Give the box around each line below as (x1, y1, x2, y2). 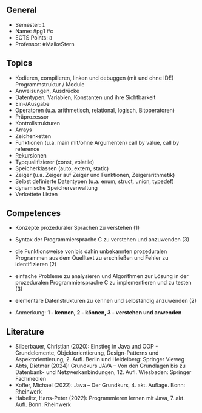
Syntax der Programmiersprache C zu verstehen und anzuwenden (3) (15, 236, 190, 243)
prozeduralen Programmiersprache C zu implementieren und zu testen (15, 279, 192, 286)
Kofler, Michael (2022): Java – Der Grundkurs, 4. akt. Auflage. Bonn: (15, 381, 186, 389)
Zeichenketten (15, 132, 52, 139)
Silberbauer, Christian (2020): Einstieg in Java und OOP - (15, 343, 158, 350)
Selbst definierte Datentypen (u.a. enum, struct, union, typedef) (15, 178, 174, 185)
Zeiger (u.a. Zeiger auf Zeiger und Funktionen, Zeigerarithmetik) (15, 171, 175, 178)
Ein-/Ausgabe (15, 100, 50, 107)
